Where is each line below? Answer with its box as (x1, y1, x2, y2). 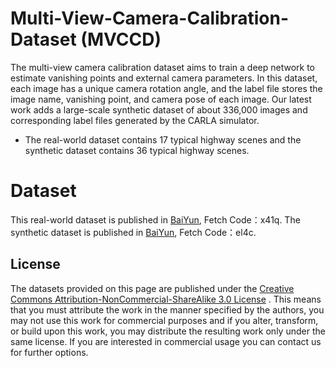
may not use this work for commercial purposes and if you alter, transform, (10, 314, 319, 326)
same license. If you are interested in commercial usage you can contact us (10, 335, 322, 347)
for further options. (10, 346, 89, 358)
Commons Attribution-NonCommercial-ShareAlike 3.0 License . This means (10, 293, 322, 305)
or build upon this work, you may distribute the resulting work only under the (10, 325, 326, 337)
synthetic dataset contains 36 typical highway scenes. (24, 144, 250, 156)
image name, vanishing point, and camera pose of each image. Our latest (10, 93, 312, 105)
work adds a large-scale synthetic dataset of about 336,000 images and (10, 103, 308, 116)
